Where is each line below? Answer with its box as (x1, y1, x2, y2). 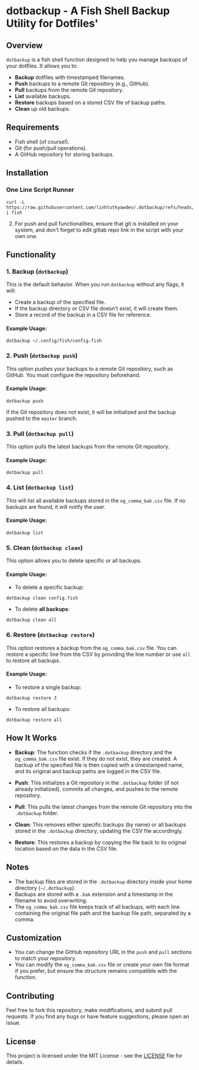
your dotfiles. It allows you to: (6, 62, 78, 69)
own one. (14, 232, 38, 239)
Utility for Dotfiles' (6, 17, 99, 30)
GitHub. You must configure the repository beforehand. (6, 371, 141, 379)
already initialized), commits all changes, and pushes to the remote (14, 785, 178, 792)
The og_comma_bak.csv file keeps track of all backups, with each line (14, 903, 180, 910)
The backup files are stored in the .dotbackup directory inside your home (14, 878, 192, 885)
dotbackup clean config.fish (6, 595, 78, 601)
